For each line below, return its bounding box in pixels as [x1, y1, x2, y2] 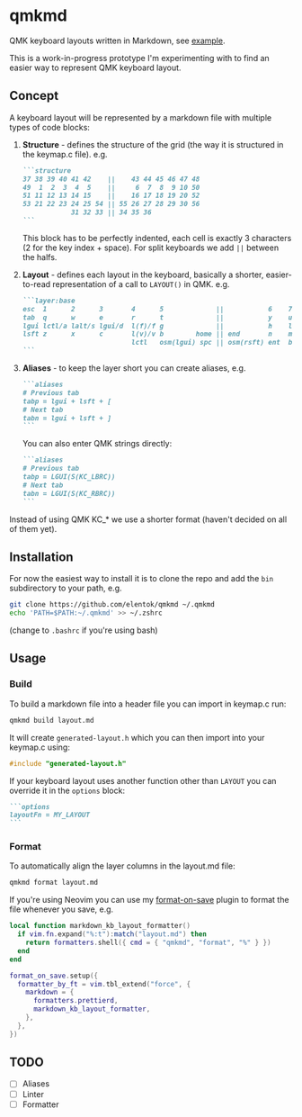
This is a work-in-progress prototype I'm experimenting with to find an [9, 52, 270, 63]
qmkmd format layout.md [9, 878, 99, 887]
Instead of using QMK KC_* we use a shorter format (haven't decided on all [9, 514, 288, 525]
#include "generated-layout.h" [9, 759, 127, 768]
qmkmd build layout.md [9, 716, 94, 725]
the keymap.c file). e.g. [22, 149, 108, 159]
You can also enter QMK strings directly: [22, 438, 173, 449]
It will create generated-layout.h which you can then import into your [9, 732, 265, 743]
